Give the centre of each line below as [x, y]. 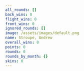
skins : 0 [14, 61]
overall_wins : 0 [22, 42]
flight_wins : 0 [21, 19]
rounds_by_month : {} [27, 56]
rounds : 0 [15, 51]
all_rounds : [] [21, 10]
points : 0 [15, 47]
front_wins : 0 [20, 24]
